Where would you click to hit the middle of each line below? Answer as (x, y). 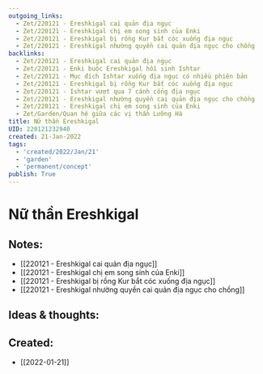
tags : (17, 144)
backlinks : (27, 54)
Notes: (25, 244)
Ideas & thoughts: (54, 315)
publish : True (32, 174)
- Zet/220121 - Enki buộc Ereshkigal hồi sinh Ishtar (108, 69)
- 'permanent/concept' (54, 167)
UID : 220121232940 (39, 129)
